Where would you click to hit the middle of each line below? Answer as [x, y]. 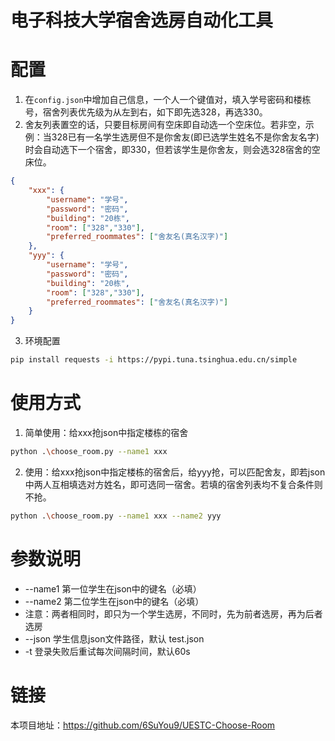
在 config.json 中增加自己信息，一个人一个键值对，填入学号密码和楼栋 [168, 100]
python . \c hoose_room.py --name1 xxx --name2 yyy [116, 516]
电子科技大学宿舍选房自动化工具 [142, 20]
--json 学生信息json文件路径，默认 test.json [114, 638]
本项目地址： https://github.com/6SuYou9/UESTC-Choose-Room [143, 725]
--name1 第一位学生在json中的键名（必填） [113, 588]
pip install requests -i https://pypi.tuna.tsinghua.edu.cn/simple [154, 360]
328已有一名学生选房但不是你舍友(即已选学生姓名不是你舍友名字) [185, 137]
